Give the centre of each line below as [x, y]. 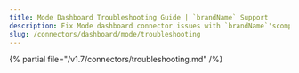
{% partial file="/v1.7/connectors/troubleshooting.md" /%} [116, 60]
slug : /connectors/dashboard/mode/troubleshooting [105, 34]
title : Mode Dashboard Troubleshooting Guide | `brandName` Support [139, 17]
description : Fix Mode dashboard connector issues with [115, 26]
